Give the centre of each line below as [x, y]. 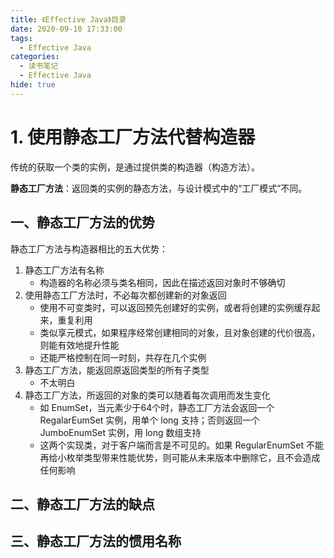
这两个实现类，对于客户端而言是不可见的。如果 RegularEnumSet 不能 [181, 445]
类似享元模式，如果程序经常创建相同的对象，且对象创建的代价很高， [180, 332]
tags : [21, 38]
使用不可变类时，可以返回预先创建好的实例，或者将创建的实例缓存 [175, 307]
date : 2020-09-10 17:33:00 [66, 29]
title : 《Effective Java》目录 [68, 19]
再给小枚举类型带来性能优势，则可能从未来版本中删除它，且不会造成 [180, 457]
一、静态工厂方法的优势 [82, 222]
